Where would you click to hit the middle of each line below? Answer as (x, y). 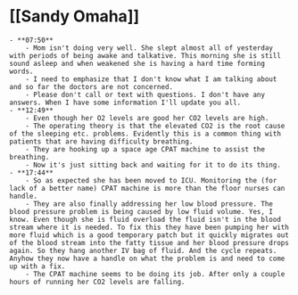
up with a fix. (37, 266)
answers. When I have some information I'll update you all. (125, 102)
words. (21, 71)
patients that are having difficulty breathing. (101, 141)
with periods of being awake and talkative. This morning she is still (145, 55)
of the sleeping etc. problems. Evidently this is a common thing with (145, 134)
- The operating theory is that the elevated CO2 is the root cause (155, 126)
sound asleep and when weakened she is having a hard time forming (137, 63)
